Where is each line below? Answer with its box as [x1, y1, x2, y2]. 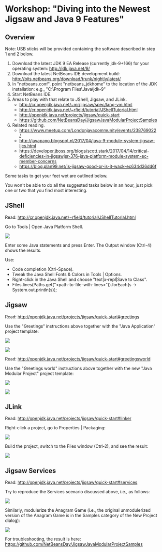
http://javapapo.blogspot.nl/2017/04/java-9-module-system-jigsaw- [19, 138, 155, 144]
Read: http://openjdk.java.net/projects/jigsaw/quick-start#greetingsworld [5, 356, 151, 362]
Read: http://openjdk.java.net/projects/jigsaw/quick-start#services [5, 479, 138, 486]
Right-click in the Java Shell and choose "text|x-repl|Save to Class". [12, 276, 147, 282]
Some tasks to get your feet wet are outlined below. [5, 173, 108, 179]
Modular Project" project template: [5, 370, 74, 376]
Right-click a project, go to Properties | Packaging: [5, 425, 105, 431]
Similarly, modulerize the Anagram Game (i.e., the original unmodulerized [5, 507, 151, 513]
